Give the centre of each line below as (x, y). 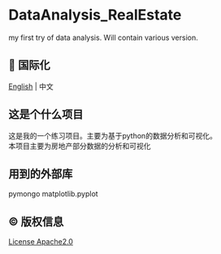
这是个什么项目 (46, 114)
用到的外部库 (41, 174)
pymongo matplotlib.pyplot (54, 194)
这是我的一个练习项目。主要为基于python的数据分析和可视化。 (113, 135)
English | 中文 (31, 86)
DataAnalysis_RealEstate (95, 15)
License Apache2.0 (41, 242)
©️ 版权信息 (36, 221)
